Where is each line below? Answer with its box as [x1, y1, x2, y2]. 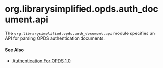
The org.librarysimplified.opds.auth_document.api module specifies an [5, 30, 155, 36]
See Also [5, 47, 24, 53]
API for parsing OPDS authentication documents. [5, 35, 105, 41]
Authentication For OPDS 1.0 [12, 58, 71, 64]
